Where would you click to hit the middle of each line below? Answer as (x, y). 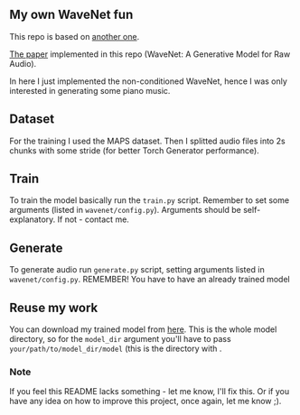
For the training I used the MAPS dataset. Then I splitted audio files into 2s (148, 141)
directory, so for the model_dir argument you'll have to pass (121, 339)
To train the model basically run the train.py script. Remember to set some (150, 200)
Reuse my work (54, 307)
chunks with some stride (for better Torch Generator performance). (134, 150)
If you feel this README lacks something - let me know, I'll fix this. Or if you (150, 392)
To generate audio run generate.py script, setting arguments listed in (137, 270)
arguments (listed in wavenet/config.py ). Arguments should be (126, 210)
